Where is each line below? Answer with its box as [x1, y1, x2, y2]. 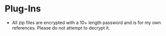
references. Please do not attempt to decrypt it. [12, 24, 110, 30]
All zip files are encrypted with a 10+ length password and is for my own [12, 19, 161, 25]
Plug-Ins [5, 3, 41, 14]
